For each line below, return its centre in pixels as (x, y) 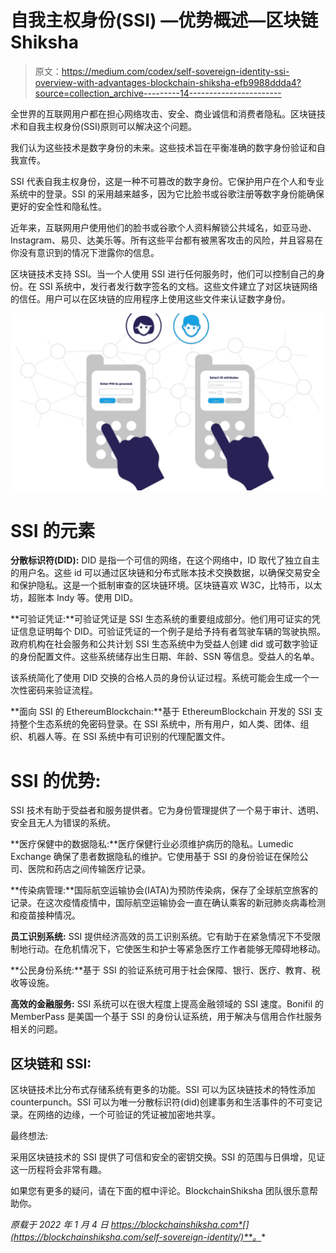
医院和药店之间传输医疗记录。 (89, 869)
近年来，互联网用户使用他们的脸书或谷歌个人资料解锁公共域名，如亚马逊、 (163, 227)
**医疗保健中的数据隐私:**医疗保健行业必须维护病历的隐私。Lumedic (152, 844)
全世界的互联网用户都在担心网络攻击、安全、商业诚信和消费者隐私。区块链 (163, 113)
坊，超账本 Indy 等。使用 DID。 (74, 598)
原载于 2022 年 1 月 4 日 (59, 1225)
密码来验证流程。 (62, 690)
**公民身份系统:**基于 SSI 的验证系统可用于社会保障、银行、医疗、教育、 (161, 970)
